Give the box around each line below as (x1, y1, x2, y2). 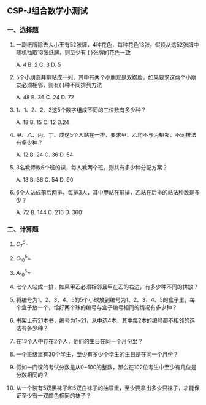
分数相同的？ (15, 371, 48, 379)
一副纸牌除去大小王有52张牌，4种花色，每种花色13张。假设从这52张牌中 (15, 40, 199, 48)
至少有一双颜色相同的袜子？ (21, 392, 91, 399)
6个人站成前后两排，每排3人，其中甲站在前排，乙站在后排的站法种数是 (15, 188, 195, 196)
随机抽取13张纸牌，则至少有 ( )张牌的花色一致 (15, 48, 131, 56)
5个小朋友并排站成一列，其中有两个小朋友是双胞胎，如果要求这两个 (15, 73, 186, 81)
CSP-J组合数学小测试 (7, 6, 88, 17)
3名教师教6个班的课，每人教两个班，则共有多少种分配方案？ (15, 163, 168, 171)
